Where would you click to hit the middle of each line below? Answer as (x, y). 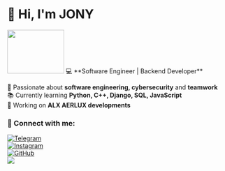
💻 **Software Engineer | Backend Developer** (134, 71)
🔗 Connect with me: (41, 123)
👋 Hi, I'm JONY (51, 14)
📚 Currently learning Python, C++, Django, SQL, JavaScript (95, 95)
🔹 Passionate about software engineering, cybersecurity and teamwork (112, 87)
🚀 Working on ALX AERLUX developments (69, 105)
